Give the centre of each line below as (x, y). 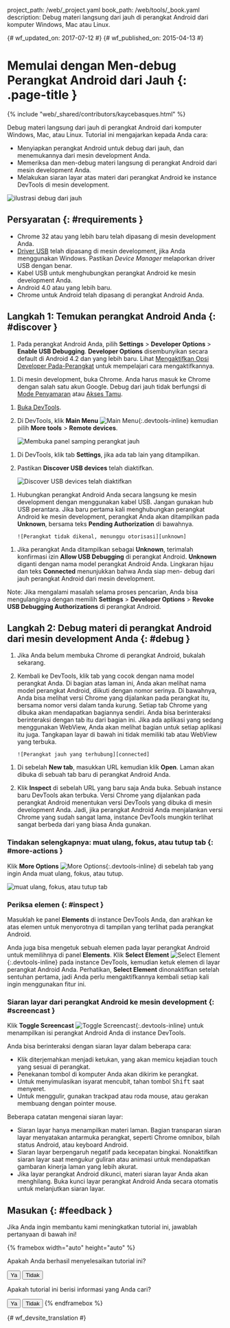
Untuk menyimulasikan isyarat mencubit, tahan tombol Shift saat (111, 1081)
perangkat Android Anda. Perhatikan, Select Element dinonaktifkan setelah (113, 969)
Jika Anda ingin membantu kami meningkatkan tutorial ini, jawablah (102, 1227)
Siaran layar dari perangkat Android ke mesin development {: (111, 1002)
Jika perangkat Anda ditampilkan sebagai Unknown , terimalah (105, 549)
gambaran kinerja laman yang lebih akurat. (77, 1167)
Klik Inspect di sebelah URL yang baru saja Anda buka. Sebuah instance (119, 788)
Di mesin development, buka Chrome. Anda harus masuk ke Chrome (114, 379)
